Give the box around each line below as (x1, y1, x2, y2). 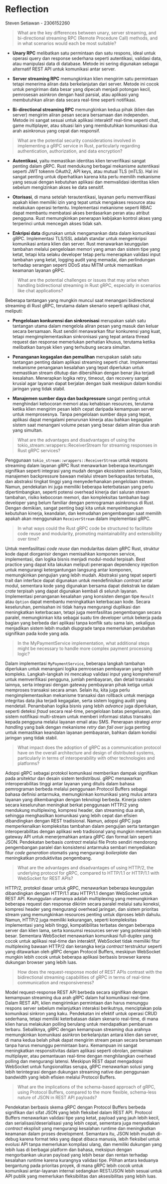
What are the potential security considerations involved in (17, 137, 136, 143)
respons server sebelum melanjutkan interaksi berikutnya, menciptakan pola (5, 1005, 162, 1011)
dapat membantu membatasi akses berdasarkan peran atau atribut (12, 210, 150, 216)
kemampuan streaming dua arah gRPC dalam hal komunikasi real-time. (5, 994, 151, 1000)
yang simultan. (12, 427, 43, 433)
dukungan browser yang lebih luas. (5, 959, 77, 965)
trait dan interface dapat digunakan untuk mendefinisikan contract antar (5, 577, 153, 583)
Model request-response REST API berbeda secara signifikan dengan (5, 989, 148, 995)
